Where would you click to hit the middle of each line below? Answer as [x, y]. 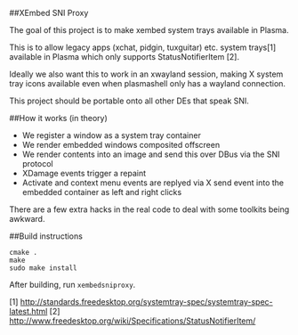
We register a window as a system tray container [112, 135]
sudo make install [43, 268]
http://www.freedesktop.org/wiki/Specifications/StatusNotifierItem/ [133, 321]
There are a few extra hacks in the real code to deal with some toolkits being [149, 209]
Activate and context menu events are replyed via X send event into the [153, 183]
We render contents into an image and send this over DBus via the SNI [151, 154]
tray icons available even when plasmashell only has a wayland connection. [148, 83]
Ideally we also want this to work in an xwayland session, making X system [146, 74]
